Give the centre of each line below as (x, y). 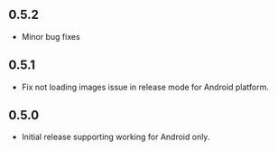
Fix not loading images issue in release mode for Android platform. (145, 87)
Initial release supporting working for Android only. (116, 137)
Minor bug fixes (51, 36)
